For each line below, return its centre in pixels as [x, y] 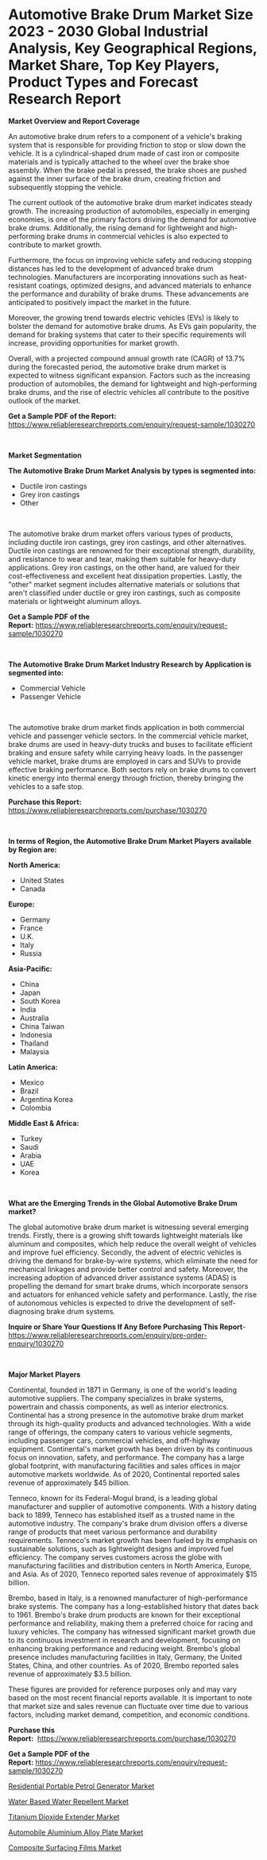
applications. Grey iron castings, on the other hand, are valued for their [124, 567]
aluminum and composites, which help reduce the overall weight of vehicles [132, 1243]
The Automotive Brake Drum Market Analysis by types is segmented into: [132, 470]
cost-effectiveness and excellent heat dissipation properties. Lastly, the [125, 576]
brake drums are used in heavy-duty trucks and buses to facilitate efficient [130, 744]
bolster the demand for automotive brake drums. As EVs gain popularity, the [132, 326]
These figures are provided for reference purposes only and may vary [122, 1689]
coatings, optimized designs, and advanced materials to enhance [145, 285]
